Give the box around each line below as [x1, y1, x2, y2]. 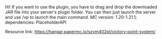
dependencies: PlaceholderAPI [5, 19, 66, 25]
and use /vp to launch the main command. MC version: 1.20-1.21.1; [5, 14, 137, 20]
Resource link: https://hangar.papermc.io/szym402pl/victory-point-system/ [5, 29, 156, 34]
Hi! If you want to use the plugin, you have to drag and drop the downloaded [5, 4, 158, 10]
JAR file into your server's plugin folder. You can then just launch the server [5, 9, 156, 15]
